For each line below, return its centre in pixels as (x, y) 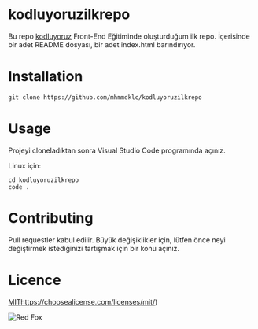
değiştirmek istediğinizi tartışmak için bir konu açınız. (94, 248)
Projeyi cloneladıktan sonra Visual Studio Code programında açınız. (117, 150)
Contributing (51, 218)
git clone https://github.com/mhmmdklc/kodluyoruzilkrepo (105, 97)
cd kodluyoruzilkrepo (44, 180)
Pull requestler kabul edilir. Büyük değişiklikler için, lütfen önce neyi (117, 240)
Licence (35, 280)
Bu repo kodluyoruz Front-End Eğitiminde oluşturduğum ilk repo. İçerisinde (129, 36)
